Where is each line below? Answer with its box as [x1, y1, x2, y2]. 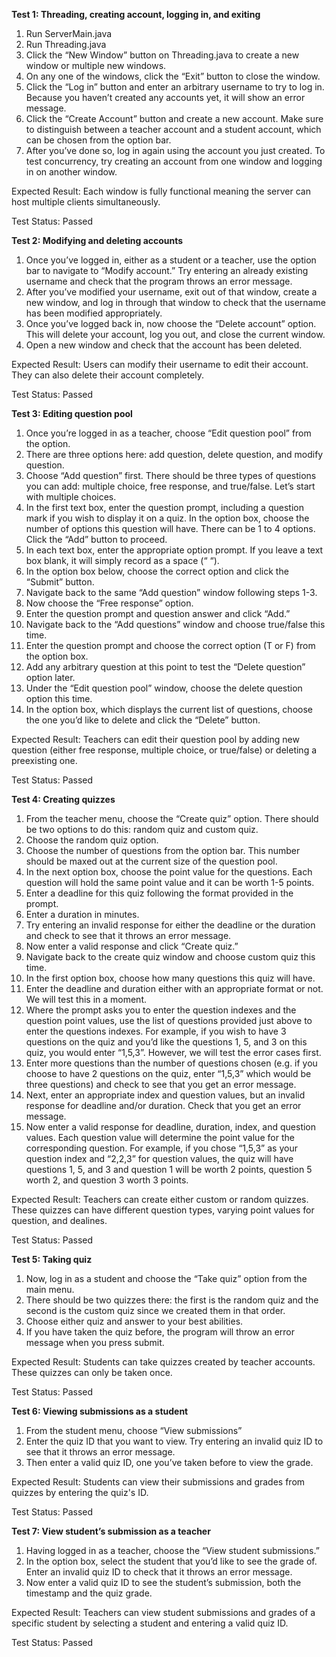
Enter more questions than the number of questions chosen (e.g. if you [25, 1057, 318, 1069]
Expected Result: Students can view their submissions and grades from [11, 1476, 306, 1488]
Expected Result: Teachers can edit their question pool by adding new [11, 734, 300, 745]
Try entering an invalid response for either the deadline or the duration [25, 919, 316, 931]
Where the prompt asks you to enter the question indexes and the [25, 1004, 297, 1016]
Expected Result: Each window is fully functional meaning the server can [11, 185, 311, 197]
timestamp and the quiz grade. [25, 1587, 153, 1599]
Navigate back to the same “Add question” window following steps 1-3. [25, 587, 318, 598]
